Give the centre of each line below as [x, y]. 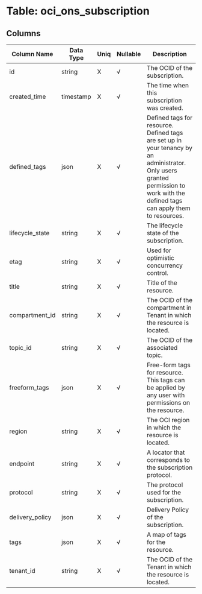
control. [157, 273]
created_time [28, 96]
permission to [166, 185]
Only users [162, 170]
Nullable [129, 54]
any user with [166, 395]
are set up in [164, 140]
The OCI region [168, 420]
